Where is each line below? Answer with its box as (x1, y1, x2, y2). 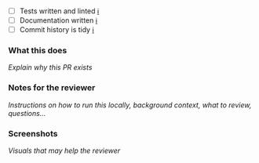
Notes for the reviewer (8, 82, 96, 93)
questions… (8, 108, 46, 118)
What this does (8, 45, 67, 56)
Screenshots (8, 128, 58, 139)
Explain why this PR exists (8, 63, 93, 72)
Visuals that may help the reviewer (8, 146, 121, 155)
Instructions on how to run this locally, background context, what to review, (8, 100, 252, 110)
